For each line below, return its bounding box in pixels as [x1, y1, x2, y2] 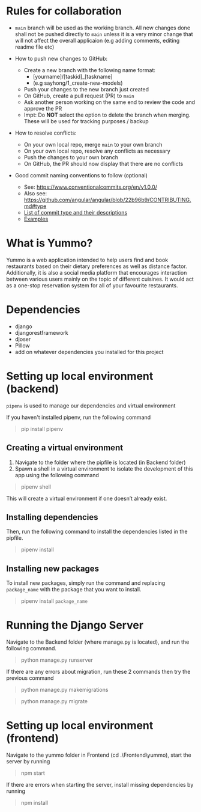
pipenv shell [20, 483, 51, 490]
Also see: [23, 189, 47, 197]
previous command [6, 674, 54, 682]
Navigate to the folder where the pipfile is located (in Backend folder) [14, 459, 186, 466]
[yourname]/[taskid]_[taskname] [32, 73, 113, 80]
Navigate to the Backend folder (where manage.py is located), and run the [6, 638, 190, 646]
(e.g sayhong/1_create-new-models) [32, 79, 123, 87]
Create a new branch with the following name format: [23, 66, 156, 73]
